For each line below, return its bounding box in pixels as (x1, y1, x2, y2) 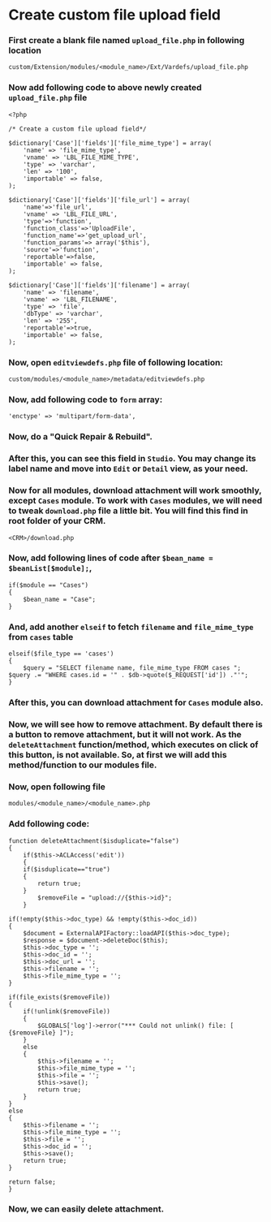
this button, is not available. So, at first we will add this (8, 749, 227, 760)
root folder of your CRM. (8, 516, 106, 527)
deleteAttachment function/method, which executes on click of (8, 739, 259, 750)
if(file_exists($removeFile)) (8, 993, 111, 1001)
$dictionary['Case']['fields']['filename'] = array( (8, 281, 191, 289)
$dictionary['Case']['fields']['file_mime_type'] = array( (8, 139, 213, 147)
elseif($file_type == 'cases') (8, 650, 114, 658)
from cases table (8, 631, 74, 642)
